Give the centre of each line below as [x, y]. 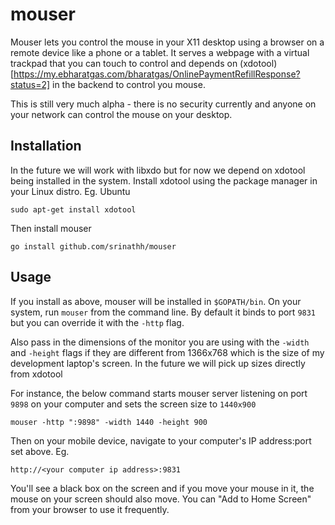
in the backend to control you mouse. [129, 84]
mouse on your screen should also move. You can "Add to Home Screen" [161, 499]
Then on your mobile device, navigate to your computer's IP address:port [161, 440]
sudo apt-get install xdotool [73, 209]
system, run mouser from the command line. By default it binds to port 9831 [163, 312]
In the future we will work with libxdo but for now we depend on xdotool [158, 170]
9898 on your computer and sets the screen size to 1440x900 [133, 404]
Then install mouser [51, 228]
